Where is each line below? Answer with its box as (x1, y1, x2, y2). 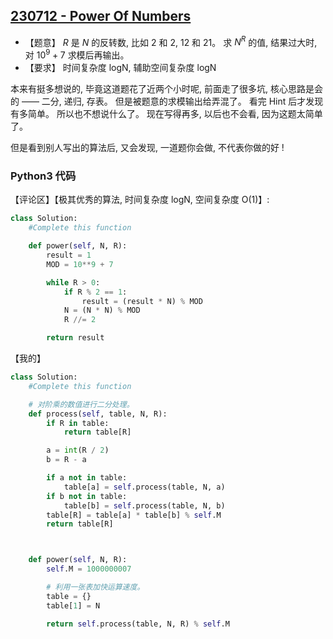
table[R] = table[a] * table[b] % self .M (46, 510, 222, 520)
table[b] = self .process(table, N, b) (63, 500, 226, 511)
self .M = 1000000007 (46, 564, 132, 574)
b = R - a (46, 455, 87, 465)
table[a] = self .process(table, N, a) (63, 482, 226, 492)
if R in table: (46, 418, 110, 428)
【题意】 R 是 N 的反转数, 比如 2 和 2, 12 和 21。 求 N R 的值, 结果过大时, (24, 34, 318, 48)
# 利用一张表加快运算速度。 (46, 582, 145, 593)
